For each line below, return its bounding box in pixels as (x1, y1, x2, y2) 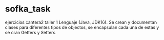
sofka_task (5, 3, 51, 14)
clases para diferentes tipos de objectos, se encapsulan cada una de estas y (5, 24, 159, 30)
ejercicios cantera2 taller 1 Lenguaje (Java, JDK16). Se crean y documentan (5, 19, 157, 25)
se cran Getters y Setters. (5, 29, 57, 35)
